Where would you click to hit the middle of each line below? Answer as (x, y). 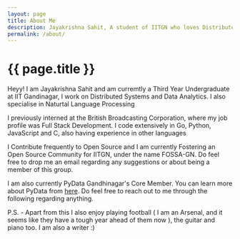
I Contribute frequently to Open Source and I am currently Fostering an (111, 147)
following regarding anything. (51, 199)
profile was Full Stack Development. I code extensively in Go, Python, (110, 126)
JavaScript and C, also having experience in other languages (97, 133)
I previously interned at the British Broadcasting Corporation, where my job (117, 118)
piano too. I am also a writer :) (51, 228)
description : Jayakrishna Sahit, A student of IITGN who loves (104, 27)
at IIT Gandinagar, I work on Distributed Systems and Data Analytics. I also (117, 96)
